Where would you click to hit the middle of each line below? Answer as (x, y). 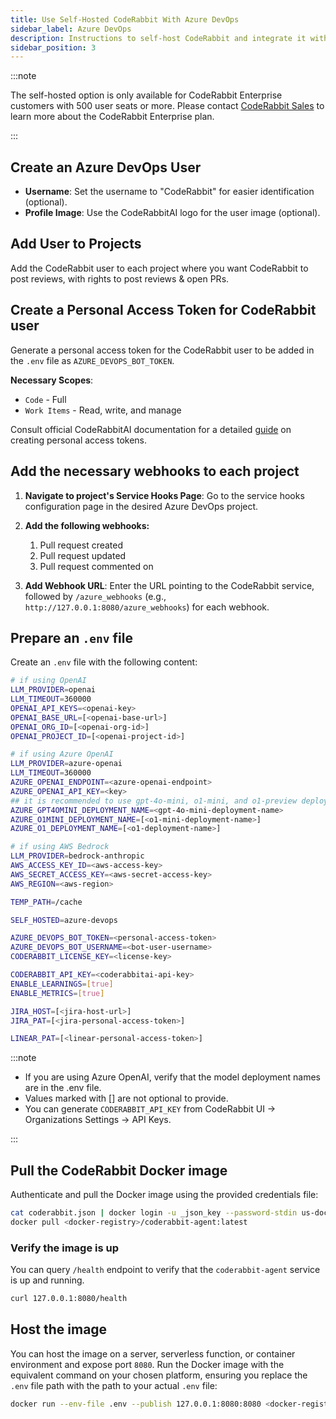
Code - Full (45, 399)
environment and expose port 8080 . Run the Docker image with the (147, 1364)
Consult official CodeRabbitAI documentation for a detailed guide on (151, 429)
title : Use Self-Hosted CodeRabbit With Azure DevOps (125, 19)
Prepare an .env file (71, 637)
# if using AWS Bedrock (60, 847)
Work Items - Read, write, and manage (103, 410)
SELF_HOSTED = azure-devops (64, 920)
